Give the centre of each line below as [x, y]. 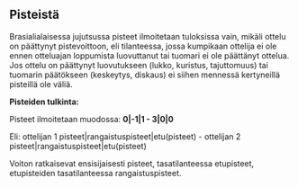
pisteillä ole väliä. [41, 84]
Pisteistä [35, 15]
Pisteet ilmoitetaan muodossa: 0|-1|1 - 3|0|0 [91, 119]
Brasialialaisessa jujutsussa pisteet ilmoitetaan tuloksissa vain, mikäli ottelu [148, 36]
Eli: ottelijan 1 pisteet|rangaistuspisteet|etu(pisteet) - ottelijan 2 [125, 136]
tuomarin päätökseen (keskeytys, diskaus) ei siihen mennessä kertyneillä [145, 75]
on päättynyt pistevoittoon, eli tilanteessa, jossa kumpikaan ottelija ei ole [143, 46]
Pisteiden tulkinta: [44, 102]
